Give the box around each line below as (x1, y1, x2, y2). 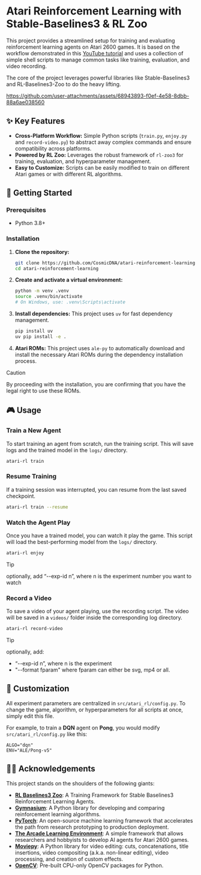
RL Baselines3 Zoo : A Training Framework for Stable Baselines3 (14, 791, 174, 799)
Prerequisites (6, 206, 46, 214)
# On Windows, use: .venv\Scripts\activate (14, 299, 126, 305)
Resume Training (6, 472, 57, 481)
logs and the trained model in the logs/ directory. (6, 447, 128, 454)
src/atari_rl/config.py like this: (6, 730, 88, 738)
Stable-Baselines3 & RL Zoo (6, 17, 148, 31)
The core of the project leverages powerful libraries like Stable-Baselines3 (6, 74, 190, 81)
